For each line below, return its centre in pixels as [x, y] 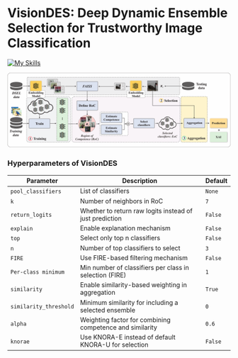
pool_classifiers [36, 192]
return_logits [31, 215]
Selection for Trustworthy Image [105, 28]
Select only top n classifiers [120, 238]
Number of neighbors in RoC [122, 201]
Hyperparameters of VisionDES [63, 163]
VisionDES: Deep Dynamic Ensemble [118, 13]
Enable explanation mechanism [126, 228]
